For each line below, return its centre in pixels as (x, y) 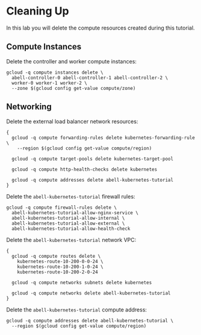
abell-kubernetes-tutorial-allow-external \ (68, 223)
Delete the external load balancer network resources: (72, 121)
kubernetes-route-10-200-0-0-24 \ (60, 261)
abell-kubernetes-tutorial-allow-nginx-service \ (75, 212)
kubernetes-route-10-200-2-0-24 (57, 272)
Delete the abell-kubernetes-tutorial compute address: (77, 310)
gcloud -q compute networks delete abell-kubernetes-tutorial (91, 293)
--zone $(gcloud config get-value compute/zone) (74, 88)
